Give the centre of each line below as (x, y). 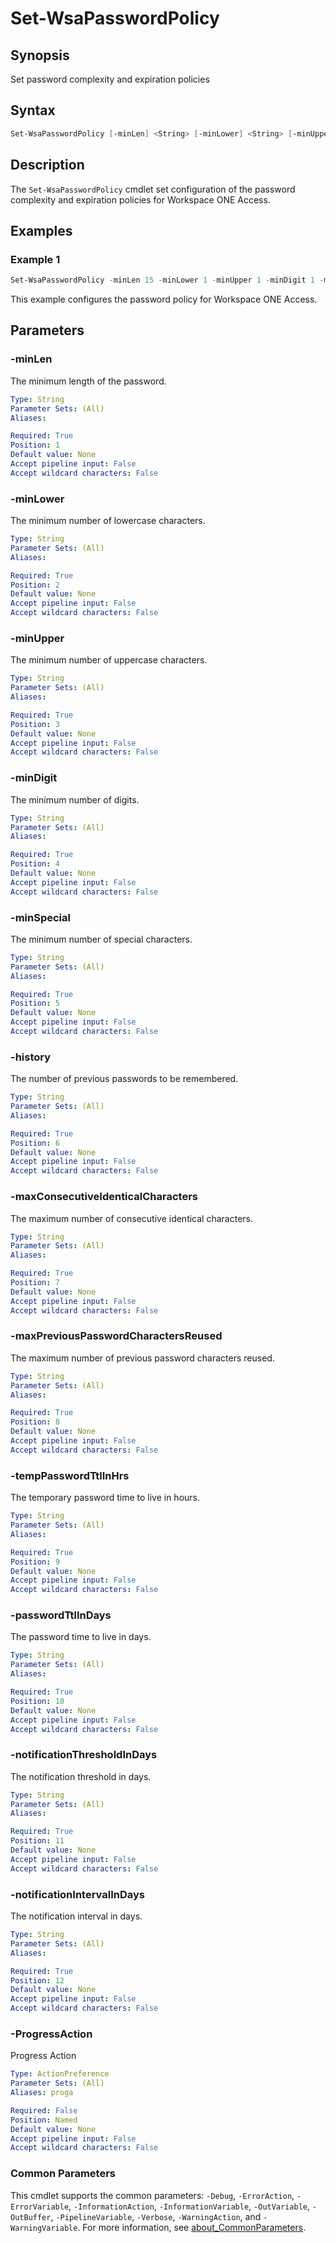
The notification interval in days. (76, 1916)
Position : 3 (35, 724)
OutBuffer (31, 2217)
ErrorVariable (40, 2207)
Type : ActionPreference (60, 2074)
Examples (41, 230)
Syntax (33, 110)
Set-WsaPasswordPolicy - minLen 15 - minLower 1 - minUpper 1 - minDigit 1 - (167, 280)
